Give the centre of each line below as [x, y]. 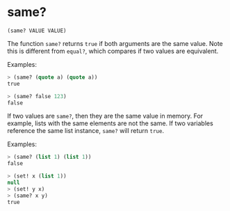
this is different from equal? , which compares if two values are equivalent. [113, 51]
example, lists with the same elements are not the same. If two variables [110, 123]
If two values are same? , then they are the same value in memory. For [105, 116]
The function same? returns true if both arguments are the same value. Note [115, 43]
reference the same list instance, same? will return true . [86, 131]
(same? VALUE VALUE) [37, 31]
